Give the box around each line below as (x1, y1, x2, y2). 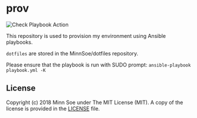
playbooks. (6, 39, 34, 46)
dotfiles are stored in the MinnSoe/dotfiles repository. (6, 50, 139, 57)
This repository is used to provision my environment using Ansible (6, 32, 166, 39)
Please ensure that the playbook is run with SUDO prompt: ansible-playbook (6, 61, 191, 68)
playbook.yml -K (6, 67, 46, 73)
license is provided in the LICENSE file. (6, 105, 100, 112)
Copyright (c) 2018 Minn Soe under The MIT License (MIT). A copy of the (6, 99, 183, 106)
